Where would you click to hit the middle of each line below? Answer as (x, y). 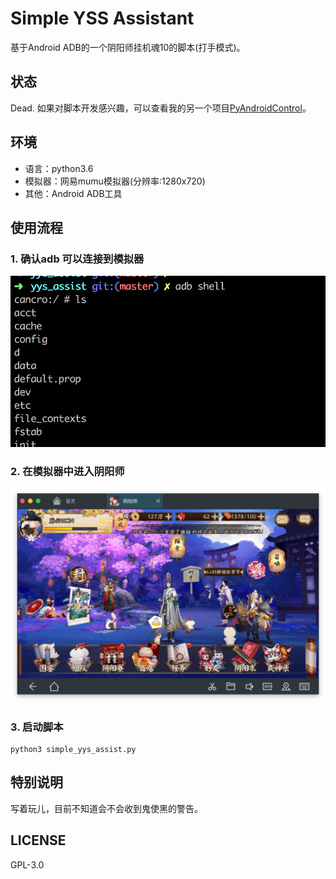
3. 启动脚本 (37, 727)
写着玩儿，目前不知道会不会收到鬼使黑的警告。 (106, 808)
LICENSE (38, 840)
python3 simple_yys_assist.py (73, 750)
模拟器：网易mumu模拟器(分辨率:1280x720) (115, 181)
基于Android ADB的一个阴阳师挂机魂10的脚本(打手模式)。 (128, 47)
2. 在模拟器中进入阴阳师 (67, 471)
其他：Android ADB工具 (73, 193)
